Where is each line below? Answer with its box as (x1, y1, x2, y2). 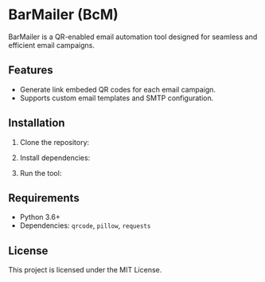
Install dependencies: (19, 153, 91, 163)
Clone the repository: (19, 137, 90, 147)
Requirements (8, 191, 80, 205)
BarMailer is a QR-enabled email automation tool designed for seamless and (8, 32, 258, 41)
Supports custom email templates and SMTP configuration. (19, 93, 214, 103)
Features (8, 64, 53, 77)
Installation (8, 116, 65, 130)
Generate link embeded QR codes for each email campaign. (19, 84, 216, 94)
